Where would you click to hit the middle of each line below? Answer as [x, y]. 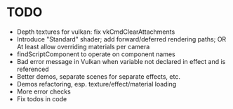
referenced [33, 69]
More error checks [44, 91]
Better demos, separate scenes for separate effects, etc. [98, 76]
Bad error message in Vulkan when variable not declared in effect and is [121, 61]
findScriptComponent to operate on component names [96, 54]
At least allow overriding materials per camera [83, 46]
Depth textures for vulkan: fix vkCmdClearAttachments [96, 32]
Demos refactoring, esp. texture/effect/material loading [96, 84]
